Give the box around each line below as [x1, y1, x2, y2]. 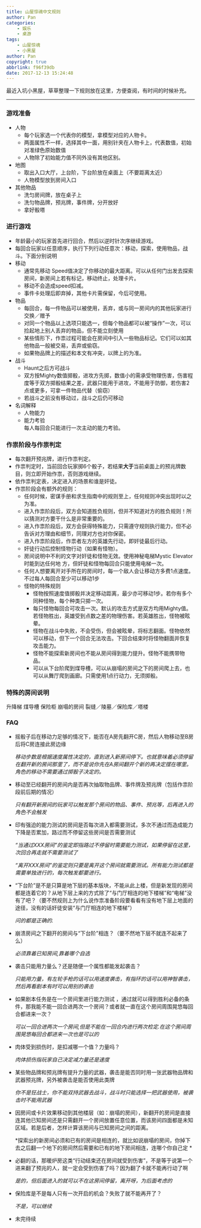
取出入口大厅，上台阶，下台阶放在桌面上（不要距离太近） [23, 169, 166, 176]
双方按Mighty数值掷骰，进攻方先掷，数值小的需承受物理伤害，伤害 [23, 371, 188, 379]
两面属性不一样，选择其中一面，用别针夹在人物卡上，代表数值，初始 [23, 139, 192, 146]
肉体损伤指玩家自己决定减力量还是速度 [14, 1056, 109, 1063]
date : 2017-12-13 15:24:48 [6, 70, 74, 76]
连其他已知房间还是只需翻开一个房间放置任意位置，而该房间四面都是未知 [14, 1116, 193, 1123]
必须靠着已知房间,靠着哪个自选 [14, 949, 90, 957]
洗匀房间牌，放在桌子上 [23, 191, 82, 198]
